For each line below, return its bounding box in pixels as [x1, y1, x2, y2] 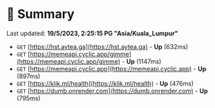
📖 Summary [6, 6, 75, 22]
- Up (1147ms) [122, 57, 162, 65]
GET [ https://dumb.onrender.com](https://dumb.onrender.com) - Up [16, 87, 208, 95]
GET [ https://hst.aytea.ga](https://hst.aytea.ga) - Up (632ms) [16, 42, 188, 51]
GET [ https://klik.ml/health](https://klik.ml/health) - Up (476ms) [16, 79, 194, 87]
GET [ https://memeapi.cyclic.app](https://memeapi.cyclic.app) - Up [16, 64, 207, 73]
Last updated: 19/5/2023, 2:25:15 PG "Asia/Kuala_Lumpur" [6, 29, 178, 37]
